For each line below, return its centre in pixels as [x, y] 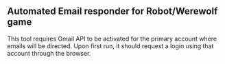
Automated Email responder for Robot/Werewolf [113, 11]
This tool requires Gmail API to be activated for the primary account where [112, 39]
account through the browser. [49, 53]
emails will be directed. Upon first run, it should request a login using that [110, 46]
